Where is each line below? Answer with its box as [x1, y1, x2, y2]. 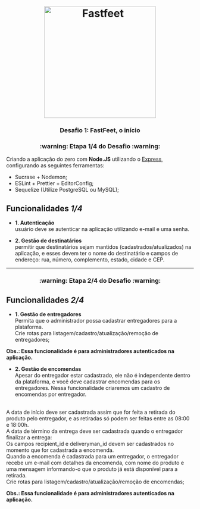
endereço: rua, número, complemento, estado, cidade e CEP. [14, 256, 165, 263]
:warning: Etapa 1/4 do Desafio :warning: [39, 142, 161, 151]
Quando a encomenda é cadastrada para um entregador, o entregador [6, 452, 179, 460]
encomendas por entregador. [14, 391, 87, 398]
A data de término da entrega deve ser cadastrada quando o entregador [6, 427, 183, 435]
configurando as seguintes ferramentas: [6, 162, 105, 169]
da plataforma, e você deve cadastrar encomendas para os [14, 378, 161, 385]
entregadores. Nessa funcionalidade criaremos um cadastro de [14, 384, 170, 391]
